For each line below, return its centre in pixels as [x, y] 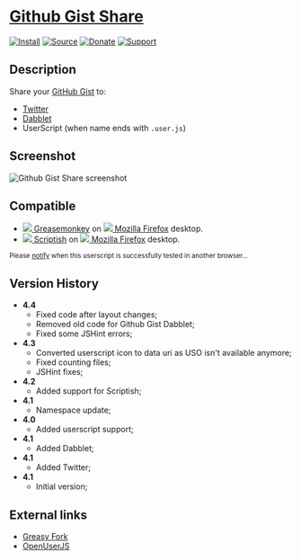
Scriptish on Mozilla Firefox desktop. [107, 239]
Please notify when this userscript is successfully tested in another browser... [129, 256]
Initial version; [62, 486]
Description [43, 70]
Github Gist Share [76, 17]
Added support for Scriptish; [89, 391]
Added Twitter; [63, 467]
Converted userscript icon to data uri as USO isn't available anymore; [164, 353]
